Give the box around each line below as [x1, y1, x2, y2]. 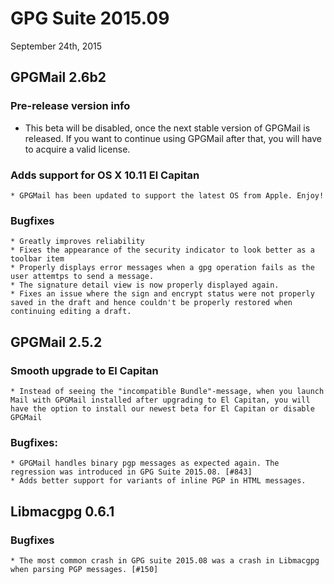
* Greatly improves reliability [10, 237, 145, 247]
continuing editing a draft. [10, 307, 132, 317]
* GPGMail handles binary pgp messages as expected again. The [10, 458, 280, 469]
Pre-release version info [10, 99, 131, 113]
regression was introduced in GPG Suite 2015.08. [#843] [10, 467, 253, 477]
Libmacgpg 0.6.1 [10, 503, 115, 520]
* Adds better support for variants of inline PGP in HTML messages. [10, 476, 307, 486]
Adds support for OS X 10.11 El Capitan [10, 168, 200, 182]
